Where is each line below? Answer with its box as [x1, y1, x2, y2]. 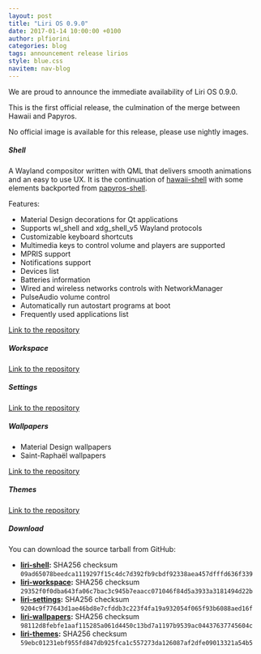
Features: [8, 199, 41, 208]
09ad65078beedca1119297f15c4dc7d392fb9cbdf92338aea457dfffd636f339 [19, 570, 253, 578]
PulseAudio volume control [19, 292, 110, 301]
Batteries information [19, 275, 91, 284]
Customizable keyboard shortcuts [19, 232, 134, 242]
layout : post [8, 11, 53, 20]
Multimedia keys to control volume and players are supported [19, 240, 225, 250]
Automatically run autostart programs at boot [19, 301, 171, 310]
